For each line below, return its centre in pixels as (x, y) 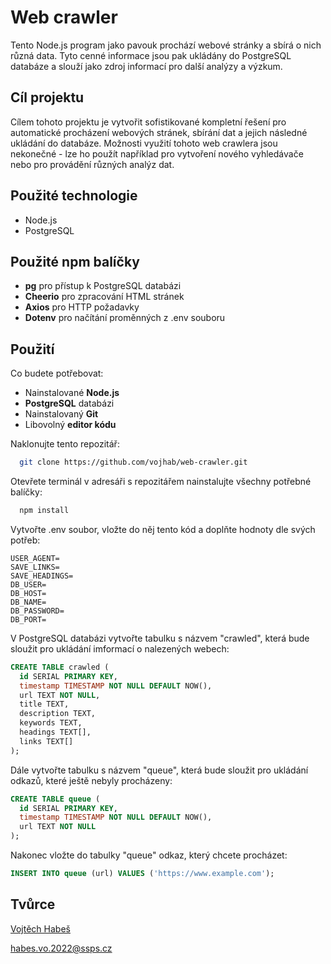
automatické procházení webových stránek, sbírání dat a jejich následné (159, 132)
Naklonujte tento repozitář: (65, 444)
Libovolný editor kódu (70, 425)
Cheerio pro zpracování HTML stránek (104, 297)
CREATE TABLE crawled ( (60, 667)
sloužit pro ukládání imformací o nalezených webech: (120, 648)
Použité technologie (74, 196)
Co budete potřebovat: (57, 373)
